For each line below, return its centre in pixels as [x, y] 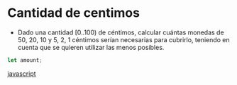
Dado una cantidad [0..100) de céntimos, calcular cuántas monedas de [121, 32]
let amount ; [25, 60]
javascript [22, 73]
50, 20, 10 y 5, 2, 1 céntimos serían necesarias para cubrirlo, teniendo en [124, 39]
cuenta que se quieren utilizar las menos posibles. [91, 47]
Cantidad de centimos [74, 13]
